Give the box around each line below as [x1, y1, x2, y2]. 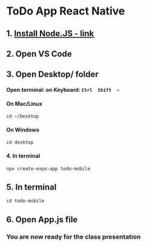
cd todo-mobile [6, 198, 45, 204]
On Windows [6, 126, 39, 133]
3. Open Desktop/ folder [6, 69, 99, 80]
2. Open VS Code [6, 48, 73, 59]
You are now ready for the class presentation [6, 233, 141, 241]
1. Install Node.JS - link [6, 28, 94, 39]
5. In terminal [6, 182, 57, 192]
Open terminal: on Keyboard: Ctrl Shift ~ [6, 86, 120, 93]
